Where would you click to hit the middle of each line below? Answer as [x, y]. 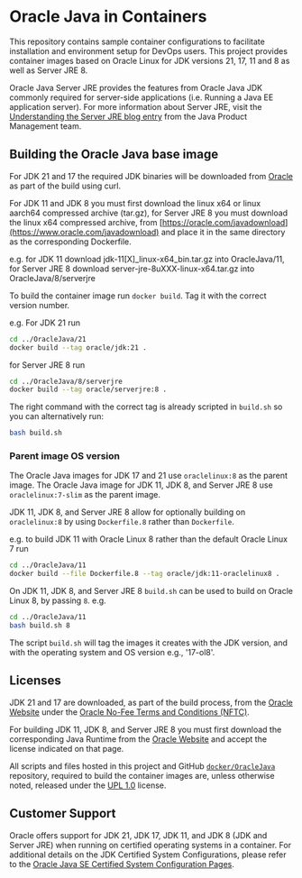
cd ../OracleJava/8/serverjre [66, 381]
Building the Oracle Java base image [114, 155]
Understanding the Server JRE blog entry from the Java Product [128, 116]
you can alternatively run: [56, 416]
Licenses [35, 681]
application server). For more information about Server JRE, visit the [136, 106]
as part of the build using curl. [65, 186]
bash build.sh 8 [40, 626]
